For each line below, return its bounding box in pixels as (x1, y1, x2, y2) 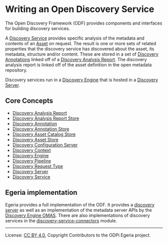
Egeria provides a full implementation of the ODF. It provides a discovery (5, 201, 155, 207)
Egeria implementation (5, 188, 77, 197)
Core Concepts (5, 97, 53, 105)
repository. (5, 67, 27, 73)
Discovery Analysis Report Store (12, 115, 79, 121)
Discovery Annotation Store (12, 126, 69, 132)
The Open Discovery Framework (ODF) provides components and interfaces (5, 20, 162, 26)
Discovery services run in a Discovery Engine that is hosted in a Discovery (5, 77, 158, 83)
